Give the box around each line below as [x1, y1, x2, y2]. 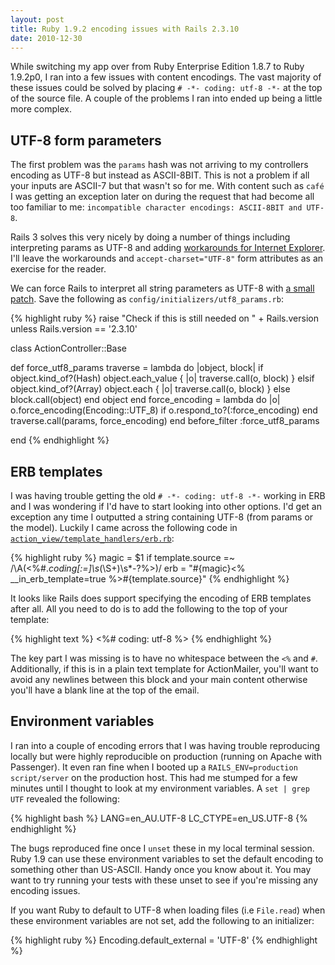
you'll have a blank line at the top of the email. [10, 684, 200, 696]
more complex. [10, 103, 72, 115]
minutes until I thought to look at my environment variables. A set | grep [10, 782, 310, 794]
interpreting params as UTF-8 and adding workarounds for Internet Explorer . [10, 242, 326, 254]
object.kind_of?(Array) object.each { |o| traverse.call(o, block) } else [10, 383, 291, 395]
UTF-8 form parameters [10, 132, 162, 149]
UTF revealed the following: [10, 792, 120, 805]
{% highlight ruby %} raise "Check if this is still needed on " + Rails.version [10, 312, 319, 325]
